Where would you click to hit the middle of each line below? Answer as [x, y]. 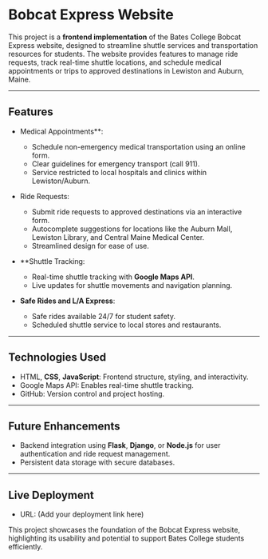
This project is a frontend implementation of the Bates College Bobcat [125, 37]
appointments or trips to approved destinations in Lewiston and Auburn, [126, 70]
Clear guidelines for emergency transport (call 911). [116, 164]
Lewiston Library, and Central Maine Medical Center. [118, 237]
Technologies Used [57, 357]
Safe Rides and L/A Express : [67, 301]
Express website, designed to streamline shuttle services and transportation [133, 45]
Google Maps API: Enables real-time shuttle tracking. [106, 385]
